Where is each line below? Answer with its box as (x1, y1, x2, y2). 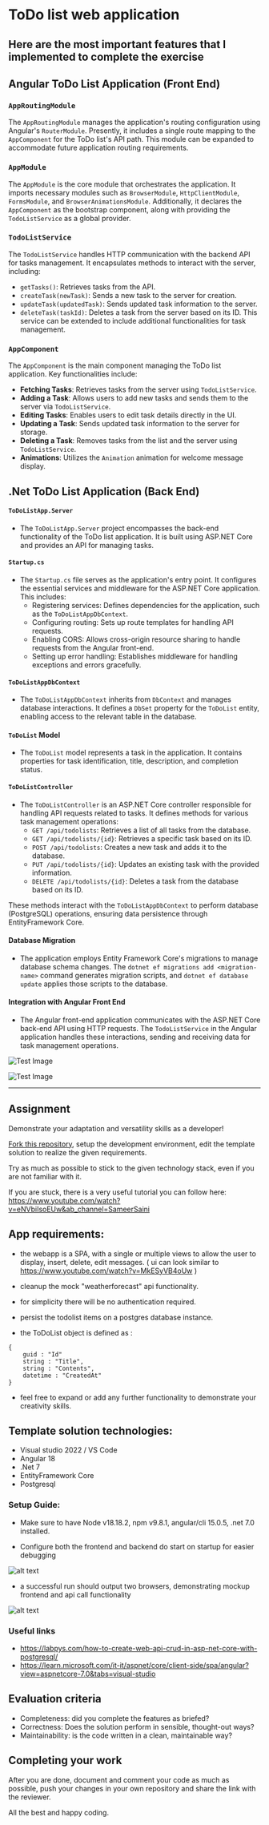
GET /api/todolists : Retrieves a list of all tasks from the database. (31, 825, 251, 835)
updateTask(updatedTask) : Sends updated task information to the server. (19, 299, 258, 308)
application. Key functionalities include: (8, 369, 138, 379)
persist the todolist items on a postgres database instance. (19, 1312, 214, 1322)
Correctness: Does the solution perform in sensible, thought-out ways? (19, 1722, 255, 1731)
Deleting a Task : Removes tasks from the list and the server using (19, 436, 238, 445)
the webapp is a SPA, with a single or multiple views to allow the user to (19, 1248, 256, 1259)
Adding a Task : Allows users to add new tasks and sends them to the (19, 393, 249, 403)
